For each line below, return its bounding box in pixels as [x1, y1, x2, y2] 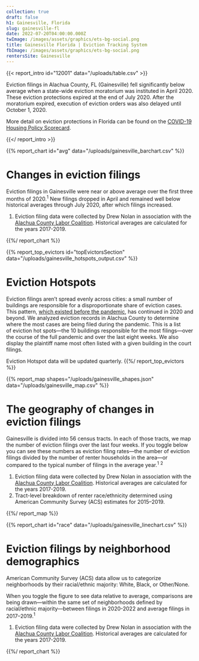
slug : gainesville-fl [6, 25, 60, 32]
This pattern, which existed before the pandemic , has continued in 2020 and [6, 308, 194, 316]
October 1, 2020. [6, 106, 48, 113]
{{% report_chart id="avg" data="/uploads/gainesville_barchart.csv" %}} [6, 147, 185, 154]
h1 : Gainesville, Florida [6, 20, 70, 26]
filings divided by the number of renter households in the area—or [6, 454, 168, 462]
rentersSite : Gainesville [6, 53, 70, 59]
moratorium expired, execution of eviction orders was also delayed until [6, 99, 181, 107]
